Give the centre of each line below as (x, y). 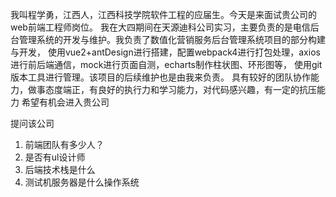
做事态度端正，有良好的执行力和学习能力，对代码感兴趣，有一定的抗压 (172, 89)
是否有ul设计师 (55, 157)
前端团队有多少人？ (64, 144)
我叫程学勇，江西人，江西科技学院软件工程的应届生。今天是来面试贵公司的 (163, 14)
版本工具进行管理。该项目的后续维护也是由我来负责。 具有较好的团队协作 (160, 77)
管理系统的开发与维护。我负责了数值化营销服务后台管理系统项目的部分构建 (172, 39)
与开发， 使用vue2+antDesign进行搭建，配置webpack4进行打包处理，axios (165, 52)
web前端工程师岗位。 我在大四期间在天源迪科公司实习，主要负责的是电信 (160, 27)
